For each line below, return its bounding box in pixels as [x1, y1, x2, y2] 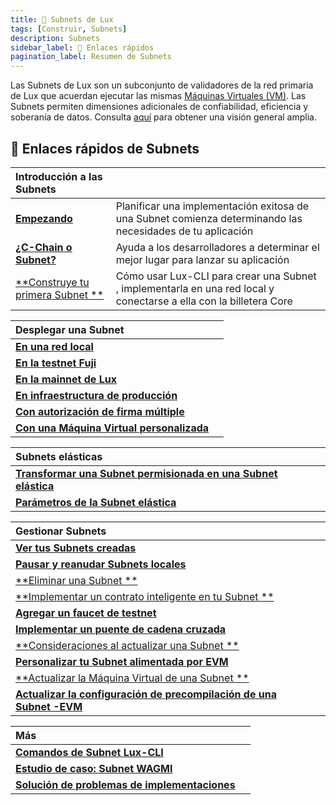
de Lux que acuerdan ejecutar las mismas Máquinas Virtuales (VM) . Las [10, 90, 307, 102]
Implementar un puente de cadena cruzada [15, 622, 227, 636]
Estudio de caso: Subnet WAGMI [15, 761, 173, 775]
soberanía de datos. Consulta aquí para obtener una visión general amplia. [10, 111, 317, 123]
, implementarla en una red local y [115, 281, 275, 295]
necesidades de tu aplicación [115, 224, 254, 238]
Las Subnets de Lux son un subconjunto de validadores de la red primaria [10, 79, 314, 91]
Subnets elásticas [15, 449, 103, 463]
